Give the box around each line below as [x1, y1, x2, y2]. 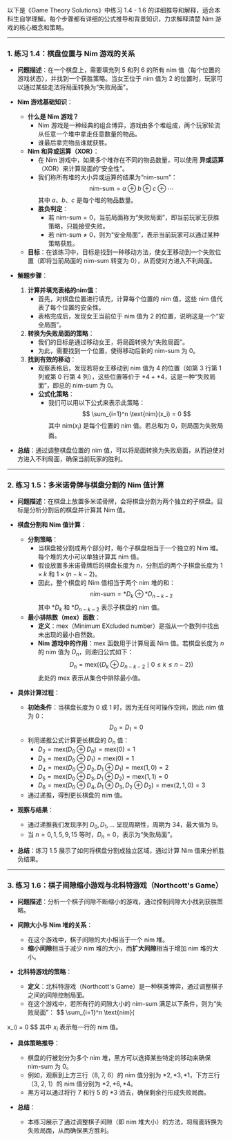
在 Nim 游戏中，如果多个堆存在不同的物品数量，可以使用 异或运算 [37, 156, 224, 164]
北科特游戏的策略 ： [17, 968, 72, 976]
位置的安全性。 [61, 303, 105, 312]
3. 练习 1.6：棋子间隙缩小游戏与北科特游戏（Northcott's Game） [7, 880, 223, 890]
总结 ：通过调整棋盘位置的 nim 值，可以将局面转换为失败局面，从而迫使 [17, 446, 219, 455]
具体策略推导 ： [17, 1039, 60, 1047]
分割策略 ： [27, 535, 59, 543]
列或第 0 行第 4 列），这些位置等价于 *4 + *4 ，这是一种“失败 [37, 372, 210, 381]
